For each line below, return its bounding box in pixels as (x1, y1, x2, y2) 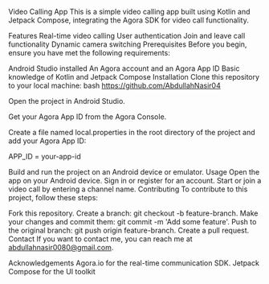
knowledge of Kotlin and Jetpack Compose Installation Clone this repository (8, 72, 259, 81)
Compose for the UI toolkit (8, 267, 96, 276)
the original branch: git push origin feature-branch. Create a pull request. (8, 225, 250, 235)
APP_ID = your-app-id (8, 152, 82, 161)
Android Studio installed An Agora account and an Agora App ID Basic (8, 64, 240, 73)
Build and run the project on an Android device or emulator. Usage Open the (8, 167, 260, 176)
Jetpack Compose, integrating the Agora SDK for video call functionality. (8, 15, 249, 25)
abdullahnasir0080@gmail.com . (8, 243, 114, 252)
